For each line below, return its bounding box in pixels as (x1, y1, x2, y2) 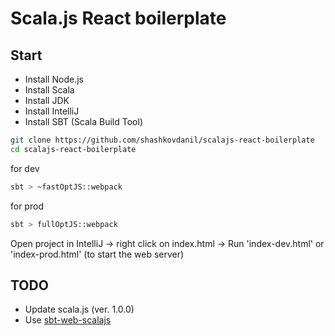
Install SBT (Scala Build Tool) (24, 116, 144, 127)
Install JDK (24, 95, 70, 106)
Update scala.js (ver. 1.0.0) (24, 303, 135, 316)
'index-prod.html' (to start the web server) (10, 248, 185, 260)
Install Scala (24, 84, 75, 96)
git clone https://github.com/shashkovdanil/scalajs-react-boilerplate (10, 135, 315, 145)
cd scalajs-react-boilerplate (10, 144, 137, 154)
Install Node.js (24, 73, 84, 85)
